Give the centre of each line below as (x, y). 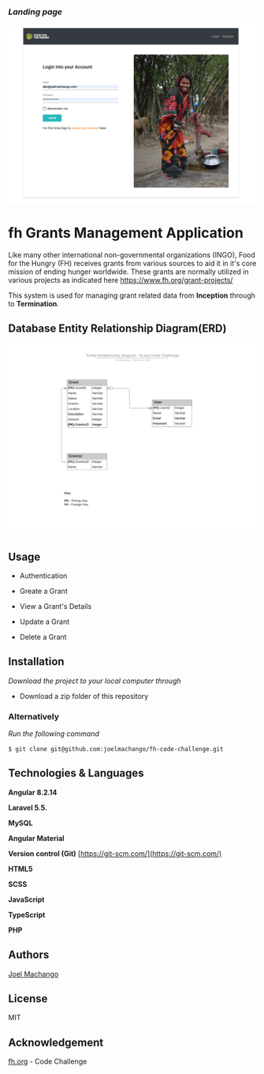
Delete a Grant (43, 637)
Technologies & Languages (76, 774)
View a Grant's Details (56, 606)
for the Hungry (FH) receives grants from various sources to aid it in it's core (132, 263)
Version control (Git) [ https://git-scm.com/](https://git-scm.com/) (115, 853)
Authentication (43, 576)
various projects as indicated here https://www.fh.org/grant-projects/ (121, 280)
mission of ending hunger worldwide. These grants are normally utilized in (129, 272)
